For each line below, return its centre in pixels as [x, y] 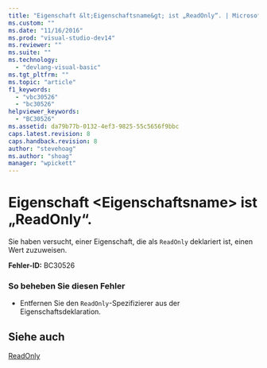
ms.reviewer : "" [35, 45]
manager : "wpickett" [43, 164]
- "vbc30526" [37, 97]
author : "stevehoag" [43, 149]
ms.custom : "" [32, 23]
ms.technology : [33, 60]
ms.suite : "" [30, 52]
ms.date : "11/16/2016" [46, 30]
